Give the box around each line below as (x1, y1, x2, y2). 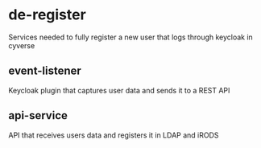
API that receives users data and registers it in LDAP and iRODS (8, 130, 219, 140)
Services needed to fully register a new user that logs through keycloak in (8, 32, 254, 42)
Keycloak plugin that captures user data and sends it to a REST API (8, 85, 230, 95)
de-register (8, 6, 86, 24)
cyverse (8, 40, 35, 50)
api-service (8, 109, 68, 122)
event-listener (8, 64, 82, 78)
